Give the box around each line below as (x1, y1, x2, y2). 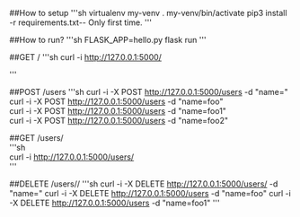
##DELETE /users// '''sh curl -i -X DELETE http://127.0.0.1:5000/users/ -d (9, 178, 278, 189)
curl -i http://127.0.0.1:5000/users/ (9, 152, 135, 162)
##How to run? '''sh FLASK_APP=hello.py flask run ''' (9, 35, 207, 45)
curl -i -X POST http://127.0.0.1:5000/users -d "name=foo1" (9, 106, 227, 116)
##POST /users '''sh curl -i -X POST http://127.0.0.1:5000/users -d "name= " (9, 87, 289, 97)
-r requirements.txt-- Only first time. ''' (9, 17, 153, 28)
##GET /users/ (9, 133, 65, 143)
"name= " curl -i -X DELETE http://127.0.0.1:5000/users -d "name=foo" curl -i (9, 188, 292, 198)
